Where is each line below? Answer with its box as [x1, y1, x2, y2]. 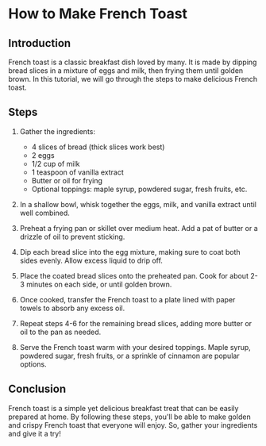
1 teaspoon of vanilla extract [31, 167, 125, 177]
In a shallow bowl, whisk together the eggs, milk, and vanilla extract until [19, 199, 256, 209]
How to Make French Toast [8, 5, 188, 23]
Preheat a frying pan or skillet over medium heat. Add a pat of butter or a [19, 223, 258, 233]
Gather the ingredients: [19, 126, 96, 136]
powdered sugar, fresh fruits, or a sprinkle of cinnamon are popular [19, 351, 240, 360]
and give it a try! [8, 429, 61, 438]
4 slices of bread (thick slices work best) [31, 142, 165, 152]
